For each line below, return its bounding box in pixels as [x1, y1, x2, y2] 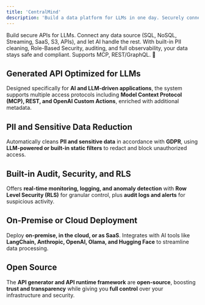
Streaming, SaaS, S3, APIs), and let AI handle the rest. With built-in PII [6, 38, 182, 45]
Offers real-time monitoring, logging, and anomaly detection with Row [6, 184, 187, 192]
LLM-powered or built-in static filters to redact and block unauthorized [6, 145, 187, 152]
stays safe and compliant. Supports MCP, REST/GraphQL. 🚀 [6, 51, 156, 58]
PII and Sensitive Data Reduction [6, 121, 133, 132]
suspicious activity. [6, 198, 55, 205]
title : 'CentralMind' [6, 9, 62, 15]
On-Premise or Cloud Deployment [6, 215, 138, 226]
